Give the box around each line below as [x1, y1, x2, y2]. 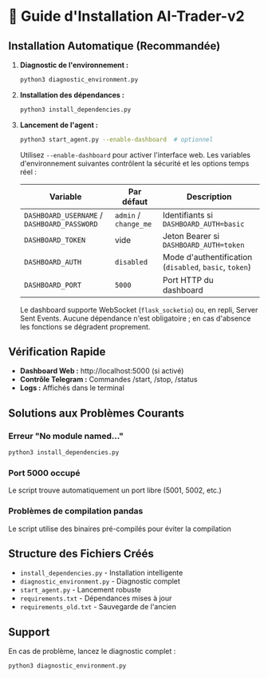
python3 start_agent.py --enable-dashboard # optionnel [19, 135, 214, 143]
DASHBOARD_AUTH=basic [162, 219, 245, 229]
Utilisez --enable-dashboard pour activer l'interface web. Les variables [19, 150, 251, 159]
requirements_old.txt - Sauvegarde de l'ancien [19, 602, 177, 612]
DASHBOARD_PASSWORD [23, 219, 98, 229]
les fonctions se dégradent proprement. [19, 321, 151, 331]
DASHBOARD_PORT [23, 280, 82, 289]
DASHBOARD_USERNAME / [23, 209, 104, 221]
